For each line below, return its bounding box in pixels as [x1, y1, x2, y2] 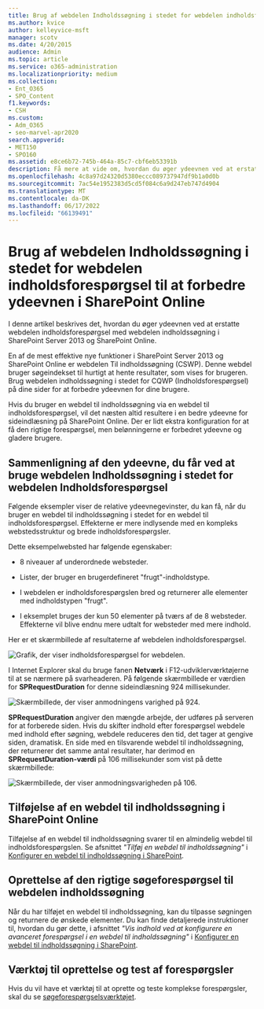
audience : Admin [8, 48, 61, 56]
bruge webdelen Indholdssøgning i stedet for [8, 468, 233, 482]
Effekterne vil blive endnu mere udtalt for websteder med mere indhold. [19, 619, 251, 629]
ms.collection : [8, 77, 58, 85]
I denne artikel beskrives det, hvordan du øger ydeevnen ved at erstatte [8, 320, 240, 329]
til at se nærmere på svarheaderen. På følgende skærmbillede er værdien [8, 674, 246, 683]
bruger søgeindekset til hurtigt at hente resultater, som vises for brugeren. [8, 368, 248, 378]
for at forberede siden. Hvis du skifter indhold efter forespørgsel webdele [8, 721, 245, 730]
